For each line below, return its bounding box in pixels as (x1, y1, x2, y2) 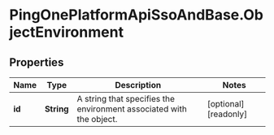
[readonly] (207, 108, 247, 120)
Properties (9, 55, 64, 69)
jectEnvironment (9, 23, 124, 41)
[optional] (207, 98, 245, 109)
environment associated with (76, 103, 188, 115)
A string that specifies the (76, 94, 176, 104)
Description (114, 80, 162, 90)
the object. (76, 114, 118, 124)
